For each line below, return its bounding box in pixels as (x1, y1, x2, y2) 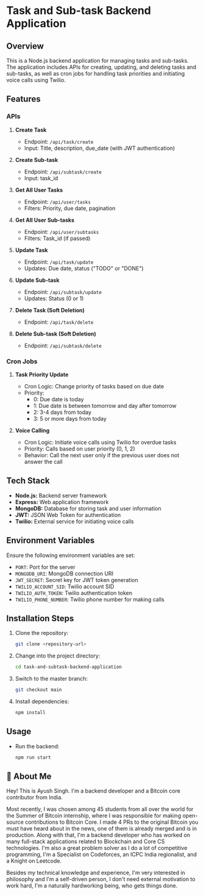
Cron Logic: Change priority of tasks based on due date (24, 382, 164, 390)
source (6, 818, 24, 826)
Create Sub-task (15, 156, 58, 163)
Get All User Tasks (15, 186, 63, 194)
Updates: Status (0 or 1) (24, 295, 84, 302)
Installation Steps (6, 613, 74, 623)
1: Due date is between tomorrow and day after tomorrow (33, 402, 177, 409)
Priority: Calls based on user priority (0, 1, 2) (24, 445, 135, 452)
